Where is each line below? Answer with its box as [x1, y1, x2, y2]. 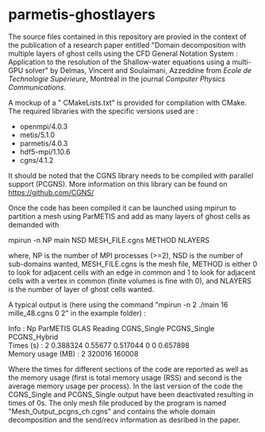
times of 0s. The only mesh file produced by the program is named [8, 398, 227, 407]
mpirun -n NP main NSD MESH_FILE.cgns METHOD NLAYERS [8, 235, 210, 245]
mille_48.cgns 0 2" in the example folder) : [8, 308, 147, 318]
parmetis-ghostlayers [8, 6, 156, 24]
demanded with [8, 220, 60, 229]
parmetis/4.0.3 [19, 138, 68, 148]
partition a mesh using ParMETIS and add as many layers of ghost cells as [8, 211, 251, 221]
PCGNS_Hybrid [8, 332, 59, 341]
